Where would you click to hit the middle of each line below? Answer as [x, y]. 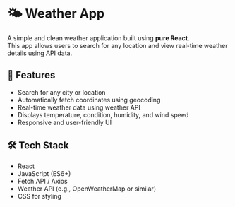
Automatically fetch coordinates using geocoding [89, 100]
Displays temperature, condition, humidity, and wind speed [103, 114]
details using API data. [40, 53]
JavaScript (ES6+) [44, 173]
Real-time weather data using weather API [79, 107]
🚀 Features [31, 75]
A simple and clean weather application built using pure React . [98, 38]
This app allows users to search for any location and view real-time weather [117, 45]
